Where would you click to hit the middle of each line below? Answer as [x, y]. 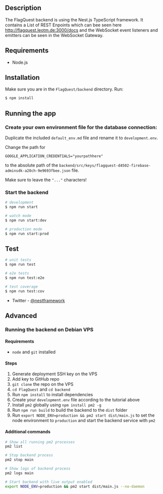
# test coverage [21, 287]
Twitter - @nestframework [38, 300]
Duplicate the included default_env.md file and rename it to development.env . [81, 138]
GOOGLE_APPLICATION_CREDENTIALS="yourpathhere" [54, 156]
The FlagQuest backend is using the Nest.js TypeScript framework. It [74, 19]
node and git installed [34, 352]
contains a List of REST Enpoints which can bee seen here [63, 25]
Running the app [30, 113]
